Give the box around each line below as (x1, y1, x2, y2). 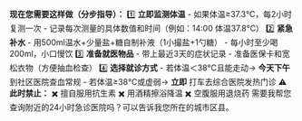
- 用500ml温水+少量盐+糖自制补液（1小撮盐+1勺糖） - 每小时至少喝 (26, 37, 278, 48)
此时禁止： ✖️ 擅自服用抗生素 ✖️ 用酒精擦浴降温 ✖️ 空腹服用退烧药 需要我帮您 (9, 88, 292, 98)
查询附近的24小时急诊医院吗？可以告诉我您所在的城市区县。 (9, 102, 234, 112)
